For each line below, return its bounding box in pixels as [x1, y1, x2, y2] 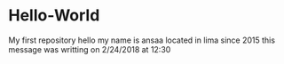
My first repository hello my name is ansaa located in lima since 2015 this [8, 35, 276, 45]
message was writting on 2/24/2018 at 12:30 [8, 44, 171, 54]
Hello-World [8, 5, 100, 26]
